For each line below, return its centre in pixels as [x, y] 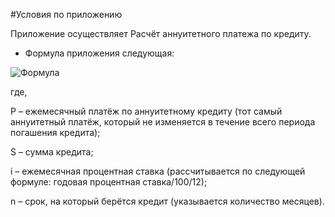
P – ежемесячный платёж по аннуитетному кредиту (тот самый [146, 111]
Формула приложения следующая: [99, 53]
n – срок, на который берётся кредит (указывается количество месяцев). [167, 201]
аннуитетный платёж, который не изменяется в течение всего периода [163, 122]
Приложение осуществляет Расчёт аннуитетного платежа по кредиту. [161, 33]
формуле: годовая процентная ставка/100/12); [109, 182]
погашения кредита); [55, 132]
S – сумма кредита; [52, 152]
